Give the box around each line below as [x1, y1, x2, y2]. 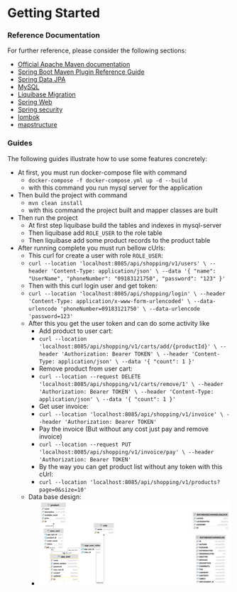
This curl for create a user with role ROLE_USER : [28, 251, 163, 260]
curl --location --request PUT [38, 441, 131, 448]
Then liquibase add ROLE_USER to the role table [28, 229, 162, 237]
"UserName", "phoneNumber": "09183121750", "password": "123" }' [28, 275, 226, 282]
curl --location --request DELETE [38, 373, 141, 380]
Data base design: [28, 492, 82, 501]
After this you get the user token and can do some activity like [28, 319, 210, 327]
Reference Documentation [7, 31, 101, 40]
